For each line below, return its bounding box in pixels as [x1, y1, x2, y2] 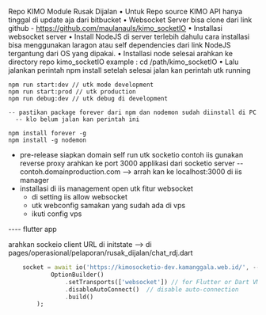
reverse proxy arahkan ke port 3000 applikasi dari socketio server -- [19, 158, 244, 168]
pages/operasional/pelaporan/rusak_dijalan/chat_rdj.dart [8, 249, 193, 257]
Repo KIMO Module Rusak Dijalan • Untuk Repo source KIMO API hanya [8, 7, 243, 16]
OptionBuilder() [50, 271, 104, 279]
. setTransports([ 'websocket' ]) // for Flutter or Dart [64, 278, 249, 286]
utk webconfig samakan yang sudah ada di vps [31, 201, 186, 210]
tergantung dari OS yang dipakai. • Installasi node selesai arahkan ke [8, 49, 234, 58]
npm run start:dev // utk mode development [8, 81, 154, 89]
